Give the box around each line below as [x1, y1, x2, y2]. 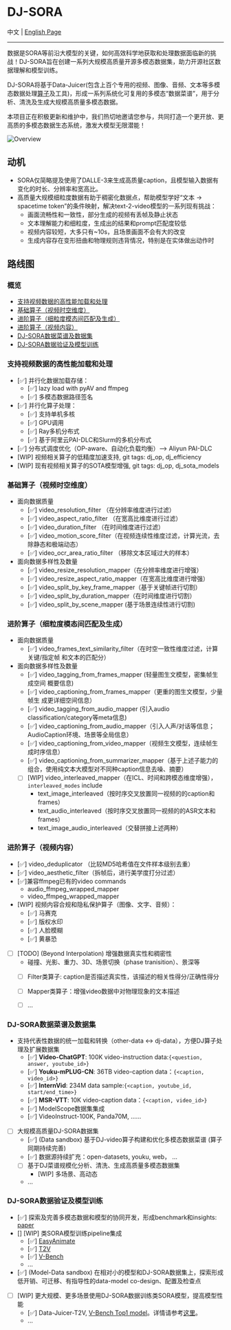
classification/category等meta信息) [27, 713, 127, 722]
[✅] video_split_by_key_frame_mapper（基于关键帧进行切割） [27, 583, 201, 591]
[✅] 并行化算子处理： [16, 401, 77, 409]
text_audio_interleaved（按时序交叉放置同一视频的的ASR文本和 [37, 807, 216, 815]
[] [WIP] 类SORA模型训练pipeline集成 [16, 1229, 122, 1237]
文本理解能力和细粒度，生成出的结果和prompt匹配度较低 [27, 219, 187, 227]
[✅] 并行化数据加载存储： [16, 376, 89, 384]
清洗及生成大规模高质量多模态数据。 [19, 98, 122, 106]
